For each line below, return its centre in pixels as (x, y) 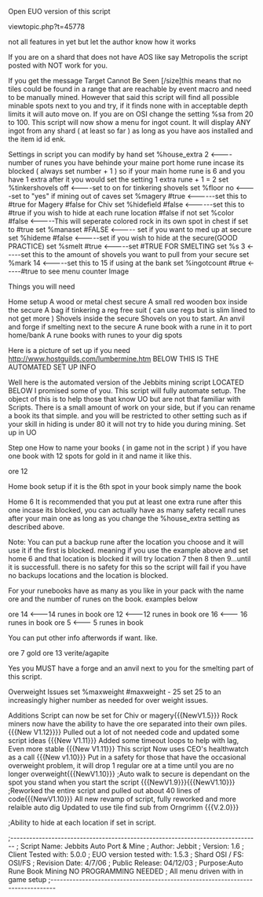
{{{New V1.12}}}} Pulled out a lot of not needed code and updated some (124, 732)
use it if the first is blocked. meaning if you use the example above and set (128, 550)
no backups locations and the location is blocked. (88, 575)
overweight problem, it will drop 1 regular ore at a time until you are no (121, 765)
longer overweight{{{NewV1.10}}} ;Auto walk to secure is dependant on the (129, 774)
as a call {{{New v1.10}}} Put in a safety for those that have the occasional (127, 757)
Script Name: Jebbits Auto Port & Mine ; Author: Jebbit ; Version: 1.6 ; (132, 846)
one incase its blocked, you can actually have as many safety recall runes (127, 510)
